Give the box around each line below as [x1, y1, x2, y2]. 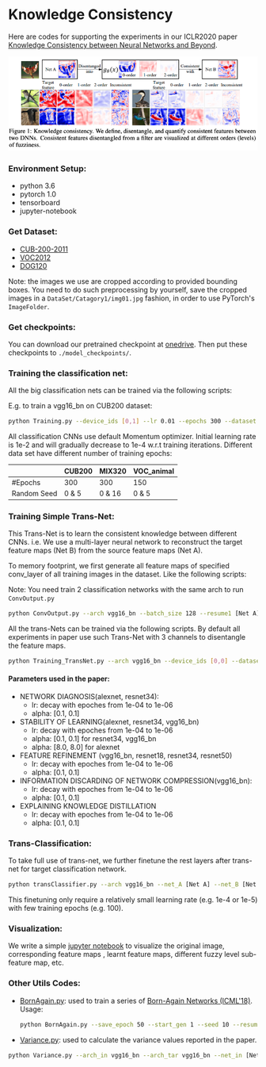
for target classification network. [20, 864, 127, 874]
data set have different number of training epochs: [8, 449, 173, 458]
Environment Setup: [8, 163, 87, 174]
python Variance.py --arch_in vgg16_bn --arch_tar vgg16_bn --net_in [8, 1051, 243, 1059]
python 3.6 [19, 181, 55, 191]
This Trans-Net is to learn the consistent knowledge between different [8, 529, 237, 538]
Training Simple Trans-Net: [8, 511, 115, 522]
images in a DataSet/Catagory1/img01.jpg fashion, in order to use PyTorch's [8, 293, 255, 303]
